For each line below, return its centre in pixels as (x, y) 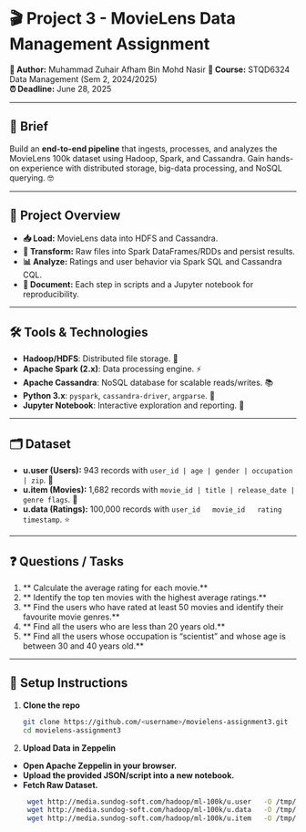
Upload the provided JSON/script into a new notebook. (128, 775)
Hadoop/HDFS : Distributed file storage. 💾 (101, 359)
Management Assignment (110, 44)
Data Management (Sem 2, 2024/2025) (83, 78)
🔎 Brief (29, 126)
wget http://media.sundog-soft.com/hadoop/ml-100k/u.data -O (149, 810)
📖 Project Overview (65, 216)
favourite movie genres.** (71, 617)
